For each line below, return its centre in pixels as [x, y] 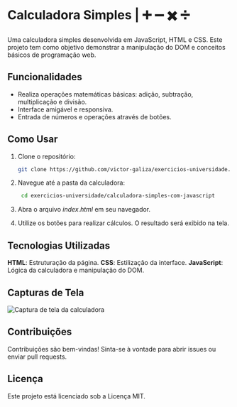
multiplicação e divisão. [52, 102]
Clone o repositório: [46, 156]
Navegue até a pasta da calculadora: [71, 183]
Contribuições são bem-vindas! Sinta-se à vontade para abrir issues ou [112, 349]
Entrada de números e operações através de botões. [94, 116]
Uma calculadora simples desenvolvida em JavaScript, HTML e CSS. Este [115, 39]
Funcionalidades [45, 77]
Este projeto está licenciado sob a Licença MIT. [76, 396]
